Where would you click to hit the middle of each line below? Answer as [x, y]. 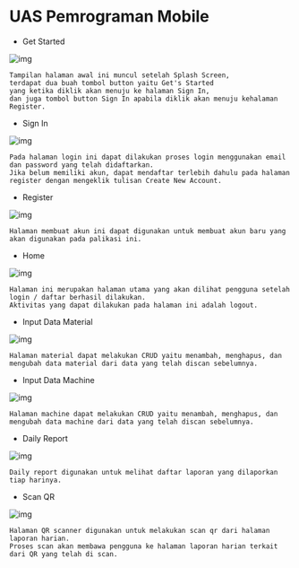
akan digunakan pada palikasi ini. [76, 239]
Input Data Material [57, 321]
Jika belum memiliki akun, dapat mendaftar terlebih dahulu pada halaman [150, 172]
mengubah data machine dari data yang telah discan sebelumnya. [132, 422]
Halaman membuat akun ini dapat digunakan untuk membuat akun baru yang [148, 231]
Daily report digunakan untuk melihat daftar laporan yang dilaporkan [144, 472]
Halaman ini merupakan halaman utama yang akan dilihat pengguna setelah [150, 289]
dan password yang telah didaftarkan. [81, 165]
